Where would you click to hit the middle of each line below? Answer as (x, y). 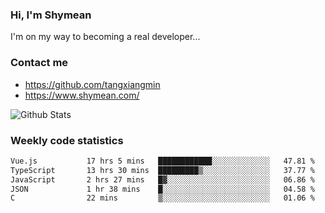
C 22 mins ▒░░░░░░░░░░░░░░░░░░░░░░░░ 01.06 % (162, 198)
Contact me (39, 63)
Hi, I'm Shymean (51, 15)
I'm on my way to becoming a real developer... (105, 37)
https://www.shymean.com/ (82, 95)
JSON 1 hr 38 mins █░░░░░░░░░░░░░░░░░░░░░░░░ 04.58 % (162, 189)
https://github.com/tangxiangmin (92, 84)
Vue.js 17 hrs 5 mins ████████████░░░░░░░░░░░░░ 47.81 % (162, 161)
